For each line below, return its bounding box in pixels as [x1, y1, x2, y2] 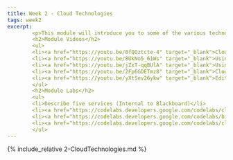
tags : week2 [7, 17, 42, 24]
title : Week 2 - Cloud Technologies [7, 10, 113, 17]
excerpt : [7, 23, 33, 30]
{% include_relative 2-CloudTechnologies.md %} [7, 145, 147, 153]
